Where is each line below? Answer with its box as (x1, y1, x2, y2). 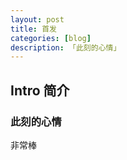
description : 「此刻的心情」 (10, 42, 122, 53)
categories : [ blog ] (10, 33, 92, 43)
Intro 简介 (10, 82, 70, 99)
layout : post (10, 14, 65, 25)
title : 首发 (10, 24, 57, 34)
